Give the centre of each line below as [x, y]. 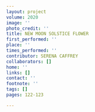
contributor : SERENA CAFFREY [42, 56]
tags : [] [17, 89]
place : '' [18, 45]
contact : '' [21, 78]
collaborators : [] [29, 61]
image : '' [18, 23]
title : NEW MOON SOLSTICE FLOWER [47, 34]
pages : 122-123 [25, 95]
